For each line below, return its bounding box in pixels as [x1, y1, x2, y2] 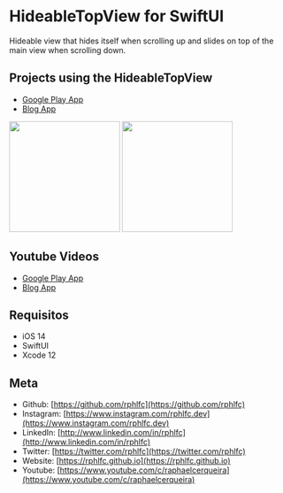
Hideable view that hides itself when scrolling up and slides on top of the [9, 35, 274, 46]
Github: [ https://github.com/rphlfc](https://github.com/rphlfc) [21, 399, 246, 410]
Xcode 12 [21, 350, 57, 360]
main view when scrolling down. [9, 44, 126, 55]
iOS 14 [21, 331, 46, 342]
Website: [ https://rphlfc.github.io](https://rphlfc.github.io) [21, 456, 232, 466]
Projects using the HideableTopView [9, 71, 213, 86]
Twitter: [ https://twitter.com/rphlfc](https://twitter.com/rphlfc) [21, 446, 246, 457]
